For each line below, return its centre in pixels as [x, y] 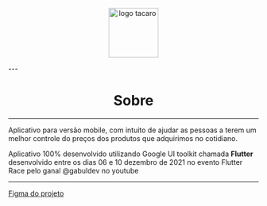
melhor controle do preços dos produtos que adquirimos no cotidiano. [123, 138]
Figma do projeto [36, 193]
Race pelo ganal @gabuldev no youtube [74, 170]
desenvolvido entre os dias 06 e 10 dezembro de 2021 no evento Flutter [126, 162]
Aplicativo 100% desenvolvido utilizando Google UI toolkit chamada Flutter [131, 154]
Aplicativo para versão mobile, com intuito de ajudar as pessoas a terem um [132, 130]
